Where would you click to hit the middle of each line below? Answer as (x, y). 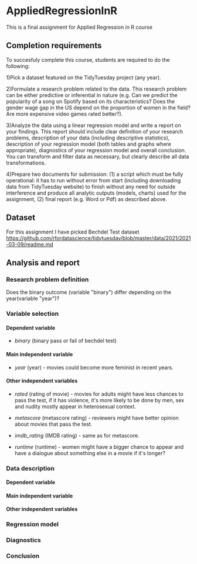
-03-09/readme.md (30, 244)
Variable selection (33, 314)
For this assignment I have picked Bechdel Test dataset (73, 232)
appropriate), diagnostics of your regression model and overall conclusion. (96, 150)
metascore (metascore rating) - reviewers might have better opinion (96, 418)
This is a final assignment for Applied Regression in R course (79, 27)
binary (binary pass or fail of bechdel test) (66, 341)
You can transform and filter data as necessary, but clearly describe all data (98, 156)
